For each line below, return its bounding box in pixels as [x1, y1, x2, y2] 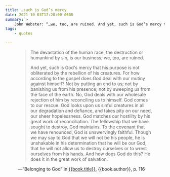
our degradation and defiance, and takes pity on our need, [30, 108, 152, 114]
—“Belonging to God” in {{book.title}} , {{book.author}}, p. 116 [18, 166, 145, 172]
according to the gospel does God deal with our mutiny [30, 76, 145, 81]
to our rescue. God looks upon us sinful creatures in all [30, 102, 145, 108]
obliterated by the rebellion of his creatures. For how [30, 70, 140, 76]
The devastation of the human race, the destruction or [30, 49, 143, 55]
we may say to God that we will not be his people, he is [30, 135, 145, 140]
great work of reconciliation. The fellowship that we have [30, 119, 149, 124]
